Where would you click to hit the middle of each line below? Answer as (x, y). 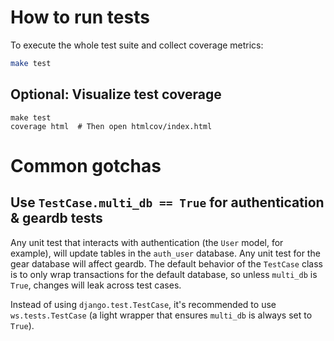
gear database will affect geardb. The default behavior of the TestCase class (166, 263)
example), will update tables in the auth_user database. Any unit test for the (165, 253)
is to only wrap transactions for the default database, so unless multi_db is (164, 274)
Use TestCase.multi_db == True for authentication (167, 202)
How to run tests (80, 17)
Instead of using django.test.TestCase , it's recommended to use (143, 304)
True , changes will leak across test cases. (96, 285)
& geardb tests (56, 218)
